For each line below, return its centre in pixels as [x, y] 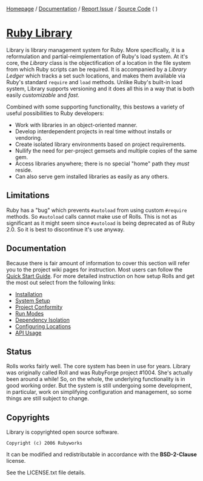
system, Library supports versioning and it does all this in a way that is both [101, 88]
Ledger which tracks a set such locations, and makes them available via [96, 76]
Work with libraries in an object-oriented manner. [76, 125]
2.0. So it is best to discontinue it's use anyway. [66, 229]
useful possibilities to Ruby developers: [55, 113]
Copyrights [28, 417]
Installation [29, 294]
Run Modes [29, 313]
